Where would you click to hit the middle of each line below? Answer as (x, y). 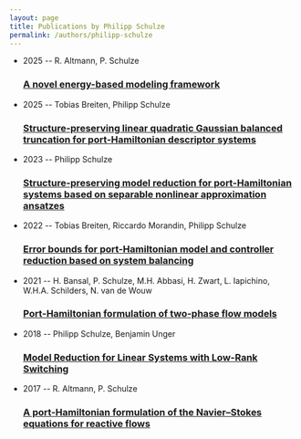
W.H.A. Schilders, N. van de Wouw (88, 290)
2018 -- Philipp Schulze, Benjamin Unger (99, 333)
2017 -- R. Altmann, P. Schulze (80, 389)
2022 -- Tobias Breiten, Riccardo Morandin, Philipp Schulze (135, 225)
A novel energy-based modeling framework (121, 85)
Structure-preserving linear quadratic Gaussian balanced (152, 128)
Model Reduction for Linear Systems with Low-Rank (140, 357)
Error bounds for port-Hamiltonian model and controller (148, 249)
